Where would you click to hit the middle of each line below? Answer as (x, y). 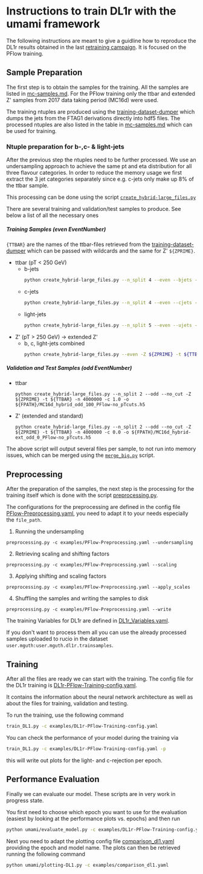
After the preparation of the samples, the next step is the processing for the (100, 489)
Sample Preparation (44, 73)
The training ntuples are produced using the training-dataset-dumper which (101, 112)
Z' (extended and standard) (49, 416)
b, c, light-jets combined (54, 343)
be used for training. (32, 131)
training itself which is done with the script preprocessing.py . (82, 495)
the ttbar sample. (27, 186)
